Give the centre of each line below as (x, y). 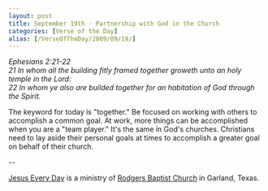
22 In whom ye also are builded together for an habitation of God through (132, 88)
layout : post (30, 16)
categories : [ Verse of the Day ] (63, 31)
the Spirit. (25, 96)
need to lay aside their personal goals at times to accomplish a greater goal (134, 138)
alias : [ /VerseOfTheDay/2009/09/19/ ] (72, 39)
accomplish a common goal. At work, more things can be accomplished (128, 121)
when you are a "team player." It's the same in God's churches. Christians (132, 129)
